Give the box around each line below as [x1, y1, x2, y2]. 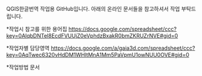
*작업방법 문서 [6, 63, 41, 71]
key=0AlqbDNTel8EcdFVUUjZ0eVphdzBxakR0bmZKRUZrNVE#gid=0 [6, 32, 178, 39]
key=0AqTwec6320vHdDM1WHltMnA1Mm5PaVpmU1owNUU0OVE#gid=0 [6, 51, 189, 58]
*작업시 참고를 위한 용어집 [6, 26, 68, 32]
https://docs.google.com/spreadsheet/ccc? [68, 26, 177, 32]
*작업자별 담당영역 [6, 44, 50, 51]
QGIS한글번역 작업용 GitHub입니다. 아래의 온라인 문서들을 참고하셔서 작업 [6, 5, 180, 12]
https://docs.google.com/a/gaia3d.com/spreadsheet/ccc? [50, 44, 195, 51]
